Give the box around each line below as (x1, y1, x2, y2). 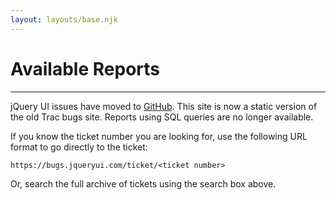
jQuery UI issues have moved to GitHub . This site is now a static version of (10, 100, 318, 112)
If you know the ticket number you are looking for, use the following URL (10, 130, 308, 142)
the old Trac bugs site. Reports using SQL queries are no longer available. (10, 111, 314, 123)
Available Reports (10, 57, 160, 80)
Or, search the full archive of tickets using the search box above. (10, 177, 277, 190)
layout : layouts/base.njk (10, 14, 118, 25)
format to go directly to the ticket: (10, 141, 148, 153)
